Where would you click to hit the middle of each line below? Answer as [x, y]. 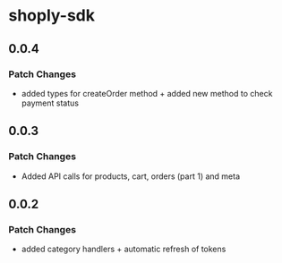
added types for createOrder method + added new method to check [147, 93]
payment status [50, 103]
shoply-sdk [52, 16]
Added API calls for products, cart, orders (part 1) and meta [131, 176]
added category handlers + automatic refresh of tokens [124, 249]
